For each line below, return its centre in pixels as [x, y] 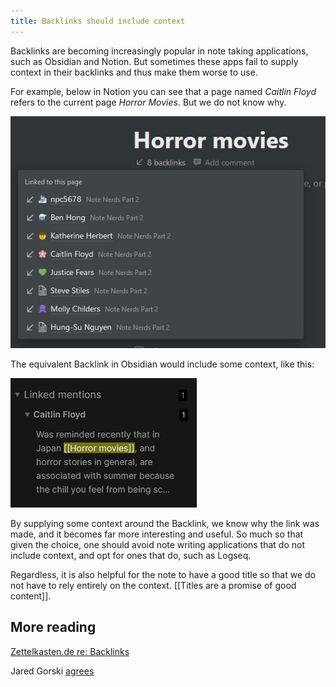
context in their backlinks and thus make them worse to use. [134, 72]
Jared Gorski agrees [52, 671]
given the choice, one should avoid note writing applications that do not [158, 544]
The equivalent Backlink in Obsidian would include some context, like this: [162, 364]
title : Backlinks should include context [98, 21]
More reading [53, 627]
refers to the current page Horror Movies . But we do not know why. [148, 102]
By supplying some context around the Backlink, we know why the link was [165, 523]
